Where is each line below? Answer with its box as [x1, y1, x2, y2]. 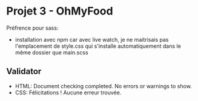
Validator [6, 67, 42, 77]
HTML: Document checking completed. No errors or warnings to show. [15, 82, 192, 90]
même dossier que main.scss [15, 48, 89, 56]
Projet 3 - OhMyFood [6, 4, 113, 18]
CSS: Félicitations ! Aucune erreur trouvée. [15, 89, 122, 96]
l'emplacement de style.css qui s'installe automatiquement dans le [15, 42, 182, 50]
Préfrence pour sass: [6, 24, 59, 31]
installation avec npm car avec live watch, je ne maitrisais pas [15, 36, 169, 43]
